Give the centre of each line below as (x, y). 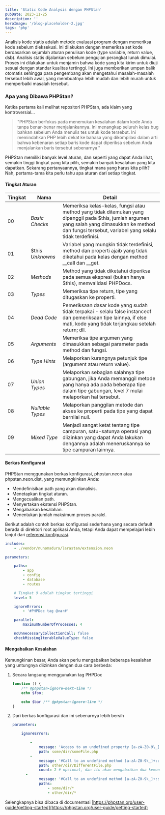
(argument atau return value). (96, 364)
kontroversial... (20, 112)
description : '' (22, 19)
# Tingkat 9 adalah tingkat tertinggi (54, 593)
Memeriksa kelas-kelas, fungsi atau (104, 205)
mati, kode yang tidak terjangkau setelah (109, 323)
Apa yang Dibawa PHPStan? (39, 96)
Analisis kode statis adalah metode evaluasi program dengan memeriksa (78, 42)
